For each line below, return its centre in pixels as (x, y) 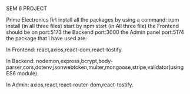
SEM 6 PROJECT (26, 8)
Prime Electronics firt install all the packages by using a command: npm (93, 20)
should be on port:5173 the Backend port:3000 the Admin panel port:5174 (95, 32)
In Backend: (21, 61)
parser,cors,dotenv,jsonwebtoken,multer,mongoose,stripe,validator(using (95, 67)
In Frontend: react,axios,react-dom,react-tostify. (65, 50)
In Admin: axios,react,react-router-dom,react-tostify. (70, 85)
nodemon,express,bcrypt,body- (75, 61)
